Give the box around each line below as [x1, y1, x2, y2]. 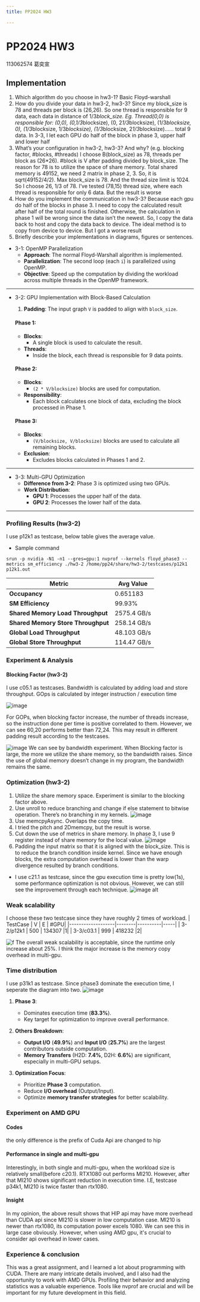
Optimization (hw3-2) [6, 778, 70, 786]
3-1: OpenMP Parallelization [14, 245, 83, 252]
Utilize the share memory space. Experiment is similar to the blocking [14, 792, 185, 799]
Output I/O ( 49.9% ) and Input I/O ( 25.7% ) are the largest [23, 1039, 165, 1046]
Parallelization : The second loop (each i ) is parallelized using [23, 258, 176, 265]
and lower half [14, 138, 51, 145]
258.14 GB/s [114, 619, 151, 627]
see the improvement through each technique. [14, 886, 129, 893]
